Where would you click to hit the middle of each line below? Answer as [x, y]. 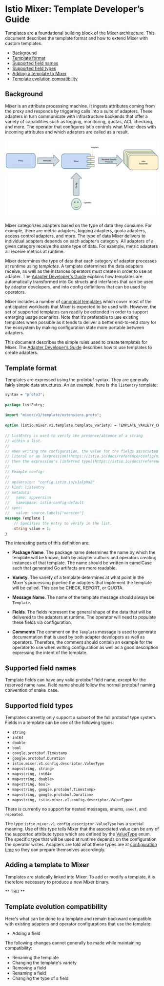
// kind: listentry [25, 487]
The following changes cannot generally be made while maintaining [73, 942]
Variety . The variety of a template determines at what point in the [78, 577]
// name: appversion [28, 498]
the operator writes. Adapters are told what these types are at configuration [81, 845]
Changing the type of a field [40, 978]
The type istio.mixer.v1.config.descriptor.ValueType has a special [74, 824]
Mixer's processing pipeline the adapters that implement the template [82, 583]
